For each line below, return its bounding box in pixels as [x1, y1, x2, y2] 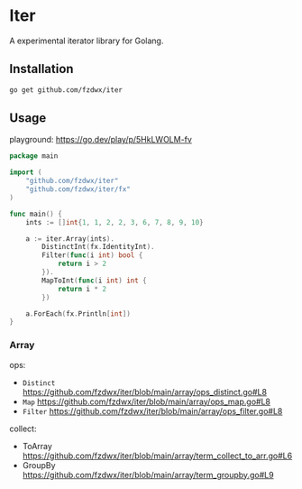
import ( [9, 168, 42, 177]
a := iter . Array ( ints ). [25, 234, 115, 244]
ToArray [22, 440, 52, 451]
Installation [9, 61, 74, 77]
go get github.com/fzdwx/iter [9, 85, 124, 95]
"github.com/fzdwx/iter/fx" [25, 185, 131, 194]
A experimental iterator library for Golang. [9, 35, 164, 46]
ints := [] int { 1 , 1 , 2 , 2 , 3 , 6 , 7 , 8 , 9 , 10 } [25, 217, 205, 226]
